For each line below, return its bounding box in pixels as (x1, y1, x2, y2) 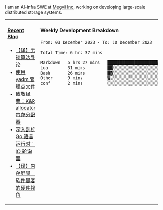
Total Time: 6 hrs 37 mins (40, 50, 103, 55)
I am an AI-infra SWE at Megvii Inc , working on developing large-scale (5, 4, 146, 10)
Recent (7, 27, 24, 34)
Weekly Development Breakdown (40, 27, 119, 34)
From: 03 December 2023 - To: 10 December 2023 (40, 39, 152, 45)
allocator (16, 104, 36, 111)
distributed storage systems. (5, 9, 62, 15)
